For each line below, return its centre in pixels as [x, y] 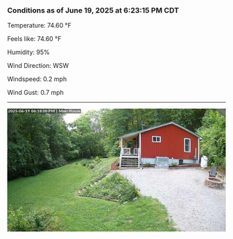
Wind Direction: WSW [38, 66]
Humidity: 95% [28, 52]
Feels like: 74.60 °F [34, 39]
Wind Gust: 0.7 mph [35, 93]
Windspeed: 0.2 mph [37, 79]
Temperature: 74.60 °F [39, 26]
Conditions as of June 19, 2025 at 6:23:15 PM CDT [93, 10]
